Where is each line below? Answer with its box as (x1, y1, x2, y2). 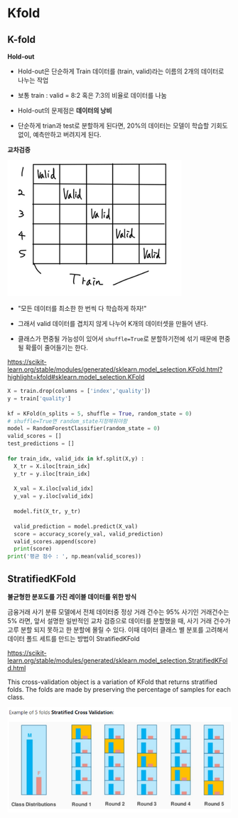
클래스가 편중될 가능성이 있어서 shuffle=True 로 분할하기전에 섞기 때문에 (17, 334, 218, 343)
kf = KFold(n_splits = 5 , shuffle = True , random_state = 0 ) (7, 410, 193, 417)
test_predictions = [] (7, 440, 75, 447)
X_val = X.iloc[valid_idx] (13, 485, 94, 493)
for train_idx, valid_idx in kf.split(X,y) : (7, 455, 144, 462)
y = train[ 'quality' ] (7, 394, 72, 402)
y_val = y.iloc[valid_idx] (13, 493, 94, 500)
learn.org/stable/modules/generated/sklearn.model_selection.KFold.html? (7, 365, 223, 374)
